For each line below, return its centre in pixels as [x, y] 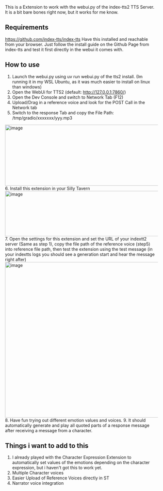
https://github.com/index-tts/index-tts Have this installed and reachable [76, 39]
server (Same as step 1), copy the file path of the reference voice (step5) [78, 244]
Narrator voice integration [38, 483]
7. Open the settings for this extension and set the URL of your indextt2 [76, 239]
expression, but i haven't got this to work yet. [57, 468]
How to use [22, 65]
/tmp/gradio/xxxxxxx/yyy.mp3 [42, 118]
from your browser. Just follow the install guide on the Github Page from [77, 44]
